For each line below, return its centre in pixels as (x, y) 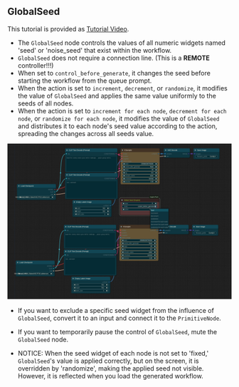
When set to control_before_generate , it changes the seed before (114, 73)
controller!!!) (36, 65)
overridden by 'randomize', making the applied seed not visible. (111, 368)
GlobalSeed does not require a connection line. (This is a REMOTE (113, 58)
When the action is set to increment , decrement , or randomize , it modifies (122, 88)
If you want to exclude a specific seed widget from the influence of (116, 311)
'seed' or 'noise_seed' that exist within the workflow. (95, 50)
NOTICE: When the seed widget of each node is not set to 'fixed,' (113, 354)
